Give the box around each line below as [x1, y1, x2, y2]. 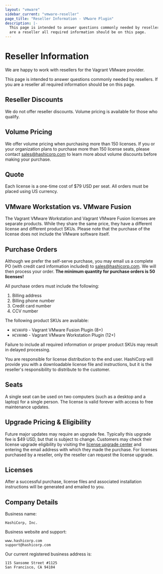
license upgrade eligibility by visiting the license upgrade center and [5, 441, 142, 447]
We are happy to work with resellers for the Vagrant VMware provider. [5, 67, 145, 73]
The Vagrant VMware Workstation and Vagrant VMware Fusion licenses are [5, 215, 156, 222]
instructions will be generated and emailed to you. [5, 484, 105, 490]
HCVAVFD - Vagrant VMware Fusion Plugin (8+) [12, 327, 103, 333]
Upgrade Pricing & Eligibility [5, 418, 91, 426]
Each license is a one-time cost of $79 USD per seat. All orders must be [5, 183, 149, 189]
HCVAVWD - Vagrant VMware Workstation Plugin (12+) [12, 332, 115, 338]
